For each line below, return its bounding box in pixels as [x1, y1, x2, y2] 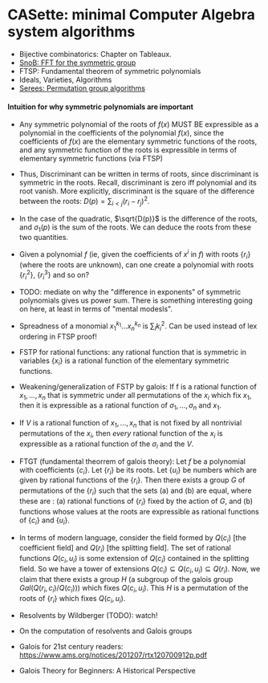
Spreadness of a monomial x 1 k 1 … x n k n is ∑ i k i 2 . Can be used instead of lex [18, 319, 258, 332]
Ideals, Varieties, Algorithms [18, 75, 112, 84]
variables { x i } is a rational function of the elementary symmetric [18, 356, 229, 367]
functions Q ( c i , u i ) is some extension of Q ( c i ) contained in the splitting [18, 554, 250, 565]
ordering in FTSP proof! [18, 331, 97, 341]
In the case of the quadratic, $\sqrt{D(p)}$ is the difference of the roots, [18, 213, 258, 223]
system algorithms [7, 22, 136, 41]
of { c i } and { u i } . [18, 515, 70, 526]
